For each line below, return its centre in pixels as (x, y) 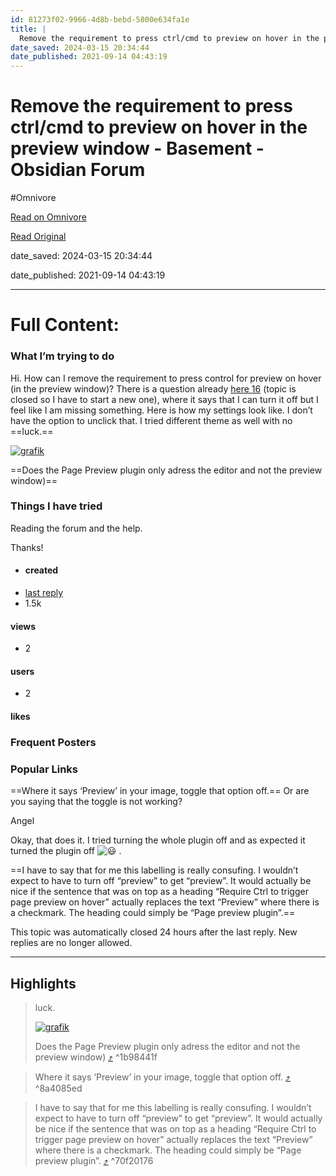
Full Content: (65, 325)
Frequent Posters (53, 742)
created (41, 570)
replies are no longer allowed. (71, 943)
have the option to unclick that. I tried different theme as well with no (151, 420)
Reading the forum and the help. (76, 528)
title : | (28, 29)
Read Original (38, 237)
